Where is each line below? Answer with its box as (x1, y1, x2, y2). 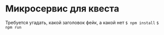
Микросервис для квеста (5, 3, 120, 14)
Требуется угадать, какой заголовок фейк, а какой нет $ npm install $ (5, 19, 159, 25)
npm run (5, 24, 22, 30)
